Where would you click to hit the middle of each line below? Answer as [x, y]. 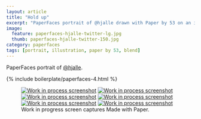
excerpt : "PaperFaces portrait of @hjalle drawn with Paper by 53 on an [99, 23]
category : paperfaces [33, 45]
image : [14, 28]
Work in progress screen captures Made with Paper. [85, 109]
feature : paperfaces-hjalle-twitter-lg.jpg [66, 34]
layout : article [26, 12]
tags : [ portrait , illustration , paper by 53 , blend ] [73, 51]
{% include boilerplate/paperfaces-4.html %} [62, 79]
